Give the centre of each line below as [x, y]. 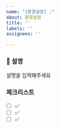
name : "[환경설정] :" [30, 12]
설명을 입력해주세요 [29, 75]
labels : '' [20, 28]
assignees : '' [24, 34]
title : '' [18, 23]
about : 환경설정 [24, 17]
